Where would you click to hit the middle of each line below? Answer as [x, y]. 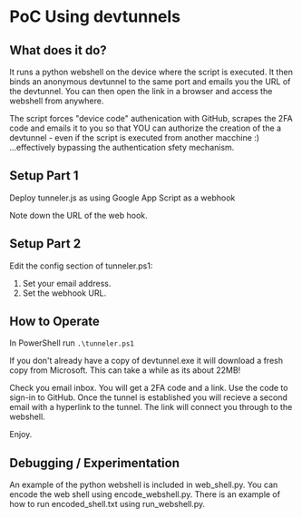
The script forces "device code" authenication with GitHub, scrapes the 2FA [151, 118]
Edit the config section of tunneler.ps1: [81, 266]
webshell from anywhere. [57, 101]
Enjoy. [21, 435]
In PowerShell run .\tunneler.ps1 [72, 343]
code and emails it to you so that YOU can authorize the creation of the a [146, 128]
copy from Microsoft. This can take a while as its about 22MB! [125, 370]
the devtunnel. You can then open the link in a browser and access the [141, 91]
